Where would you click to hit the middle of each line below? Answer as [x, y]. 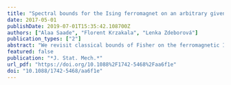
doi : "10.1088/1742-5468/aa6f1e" [55, 71]
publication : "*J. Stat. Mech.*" [55, 58]
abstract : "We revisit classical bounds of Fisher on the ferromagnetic [113, 45]
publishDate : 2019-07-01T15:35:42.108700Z [69, 26]
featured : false [30, 52]
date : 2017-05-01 [32, 20]
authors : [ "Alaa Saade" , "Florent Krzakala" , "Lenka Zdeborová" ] [102, 33]
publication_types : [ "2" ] [44, 39]
